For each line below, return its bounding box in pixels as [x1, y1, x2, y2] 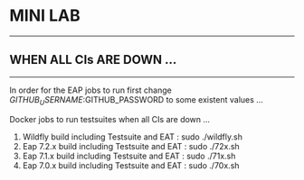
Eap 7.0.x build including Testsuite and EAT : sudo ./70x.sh [22, 159, 240, 171]
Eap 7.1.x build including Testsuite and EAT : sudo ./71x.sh [22, 150, 236, 161]
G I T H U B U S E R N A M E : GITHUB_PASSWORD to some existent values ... [9, 94, 264, 107]
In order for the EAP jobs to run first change [9, 85, 172, 95]
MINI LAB [9, 5, 81, 26]
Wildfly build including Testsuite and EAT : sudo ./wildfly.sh [22, 131, 242, 142]
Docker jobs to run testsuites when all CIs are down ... [9, 113, 211, 124]
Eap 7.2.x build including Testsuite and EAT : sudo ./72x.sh [22, 140, 240, 151]
